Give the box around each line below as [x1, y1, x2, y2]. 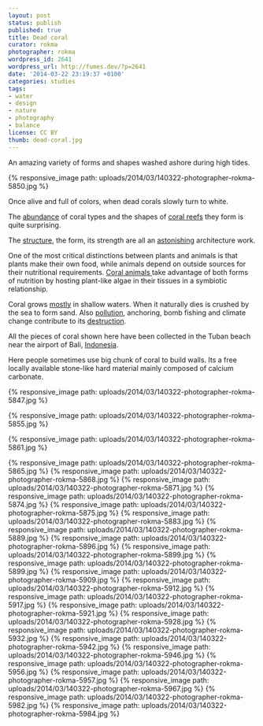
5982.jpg [8, 700, 38, 709]
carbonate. [8, 372, 44, 381]
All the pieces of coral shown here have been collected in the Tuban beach [8, 332, 251, 341]
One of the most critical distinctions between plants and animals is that [8, 250, 238, 260]
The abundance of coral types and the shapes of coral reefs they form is [8, 212, 244, 221]
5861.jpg [8, 443, 36, 452]
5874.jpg [8, 499, 37, 509]
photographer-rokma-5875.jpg [8, 508, 108, 517]
